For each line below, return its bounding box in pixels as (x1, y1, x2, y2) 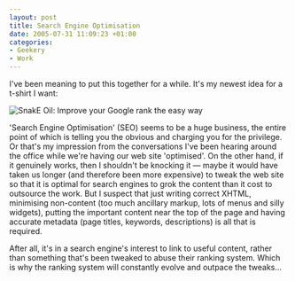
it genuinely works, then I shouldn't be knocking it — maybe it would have (9, 160, 279, 170)
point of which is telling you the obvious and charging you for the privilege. (9, 132, 283, 142)
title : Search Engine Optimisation (9, 21, 141, 30)
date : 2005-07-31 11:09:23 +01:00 (9, 29, 137, 38)
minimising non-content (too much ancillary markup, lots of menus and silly (9, 198, 285, 208)
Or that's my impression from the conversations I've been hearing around (9, 141, 277, 152)
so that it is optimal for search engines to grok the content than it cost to (9, 179, 273, 189)
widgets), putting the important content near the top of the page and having (9, 207, 286, 217)
